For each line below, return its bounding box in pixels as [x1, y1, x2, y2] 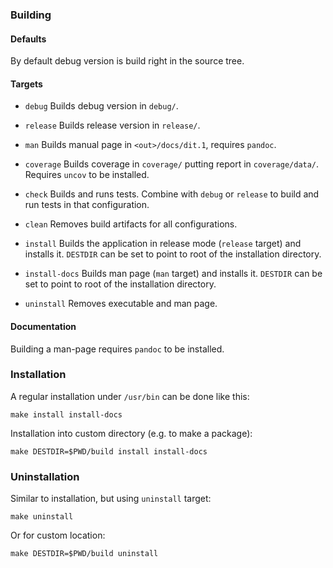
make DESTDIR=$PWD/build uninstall [10, 549, 159, 559]
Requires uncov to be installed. [24, 169, 150, 181]
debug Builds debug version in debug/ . [24, 100, 179, 112]
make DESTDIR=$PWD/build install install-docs [10, 446, 208, 457]
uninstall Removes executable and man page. [24, 298, 218, 310]
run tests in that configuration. [24, 199, 150, 211]
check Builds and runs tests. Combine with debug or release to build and [24, 188, 320, 200]
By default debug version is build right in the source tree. [10, 55, 245, 67]
